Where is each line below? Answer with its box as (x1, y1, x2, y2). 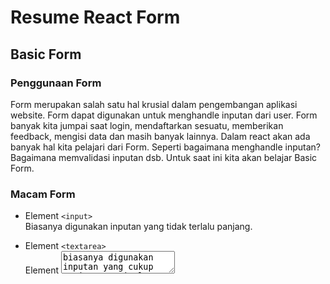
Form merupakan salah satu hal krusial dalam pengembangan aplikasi (10, 98, 298, 110)
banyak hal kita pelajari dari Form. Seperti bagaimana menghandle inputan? (10, 141, 321, 153)
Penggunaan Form (10, 76, 102, 90)
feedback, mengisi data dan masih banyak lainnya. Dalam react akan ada (10, 130, 311, 142)
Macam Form (10, 187, 76, 201)
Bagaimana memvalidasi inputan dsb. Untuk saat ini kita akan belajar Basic (10, 151, 318, 163)
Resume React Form (10, 6, 181, 29)
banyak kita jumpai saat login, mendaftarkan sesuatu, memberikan (10, 119, 284, 131)
